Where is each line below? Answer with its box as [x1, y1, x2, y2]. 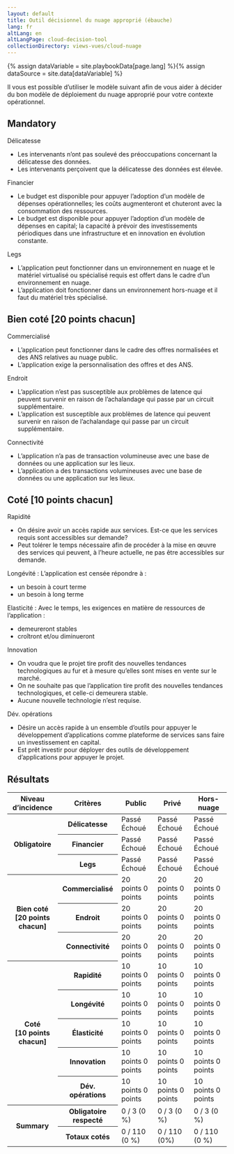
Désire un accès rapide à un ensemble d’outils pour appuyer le [17, 724, 197, 732]
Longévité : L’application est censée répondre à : [7, 569, 147, 578]
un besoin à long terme [17, 590, 84, 599]
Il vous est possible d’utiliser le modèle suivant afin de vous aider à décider [7, 83, 223, 91]
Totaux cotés [65, 1132, 110, 1141]
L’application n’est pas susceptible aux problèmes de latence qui [17, 387, 203, 395]
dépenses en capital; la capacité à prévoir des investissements [17, 221, 198, 230]
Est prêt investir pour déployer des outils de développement [17, 745, 189, 754]
